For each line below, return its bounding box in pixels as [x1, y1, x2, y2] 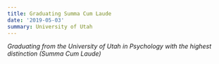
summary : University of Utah [7, 23, 93, 30]
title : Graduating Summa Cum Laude [7, 10, 112, 17]
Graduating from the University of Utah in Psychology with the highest [7, 42, 212, 51]
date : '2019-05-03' [7, 17, 65, 24]
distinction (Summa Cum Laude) [7, 49, 101, 58]
